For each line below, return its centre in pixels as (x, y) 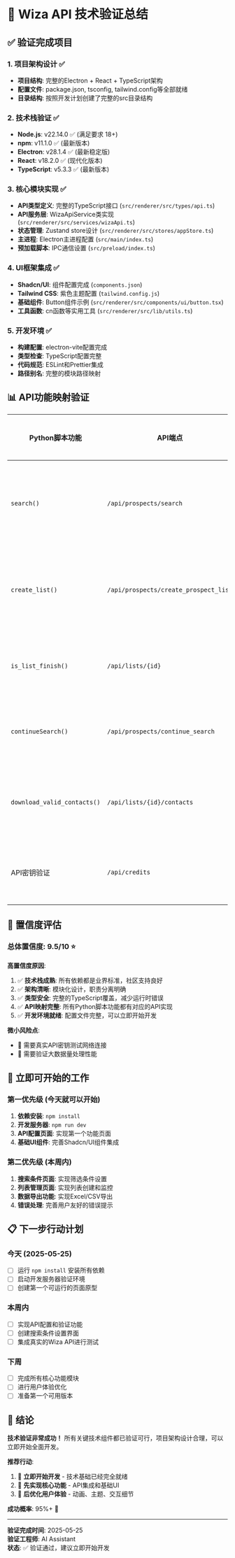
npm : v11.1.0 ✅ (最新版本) (54, 143)
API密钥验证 (30, 873)
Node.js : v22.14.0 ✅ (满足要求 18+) (67, 134)
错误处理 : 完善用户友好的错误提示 (65, 1205)
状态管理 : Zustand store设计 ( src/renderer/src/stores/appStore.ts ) (115, 231)
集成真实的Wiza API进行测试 (58, 1342)
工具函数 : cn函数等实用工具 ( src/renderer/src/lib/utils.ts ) (105, 310)
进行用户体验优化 (42, 1387)
